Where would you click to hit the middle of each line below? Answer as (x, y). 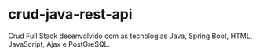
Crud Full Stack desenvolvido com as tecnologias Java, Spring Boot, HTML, (130, 36)
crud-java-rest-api (70, 14)
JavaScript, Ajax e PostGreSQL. (59, 44)
